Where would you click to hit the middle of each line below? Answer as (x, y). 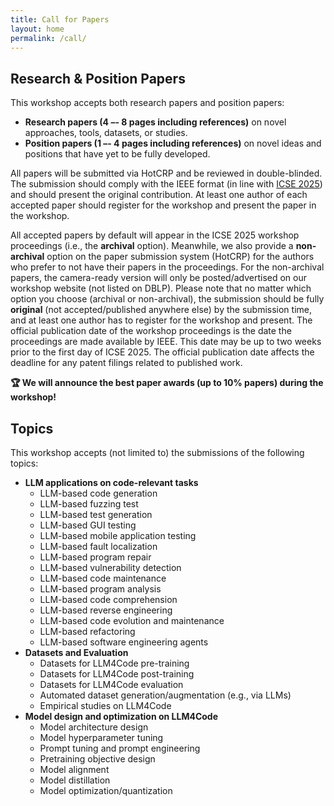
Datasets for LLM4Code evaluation (111, 684)
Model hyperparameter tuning (101, 737)
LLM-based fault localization (98, 546)
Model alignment (74, 769)
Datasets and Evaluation (76, 652)
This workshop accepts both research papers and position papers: (147, 103)
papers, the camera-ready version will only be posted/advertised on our (159, 278)
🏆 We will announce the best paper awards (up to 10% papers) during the (167, 383)
